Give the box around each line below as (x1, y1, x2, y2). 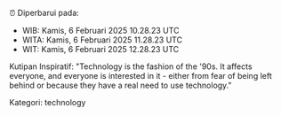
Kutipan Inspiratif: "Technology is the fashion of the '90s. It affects (9, 61, 253, 72)
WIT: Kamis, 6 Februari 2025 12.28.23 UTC (21, 44, 180, 54)
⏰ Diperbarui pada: (9, 8, 80, 18)
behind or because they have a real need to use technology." (9, 80, 233, 90)
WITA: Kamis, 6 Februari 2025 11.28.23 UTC (21, 35, 183, 45)
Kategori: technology (9, 97, 86, 107)
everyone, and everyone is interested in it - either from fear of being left (9, 71, 273, 81)
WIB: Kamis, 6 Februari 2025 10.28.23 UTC (21, 26, 180, 35)
